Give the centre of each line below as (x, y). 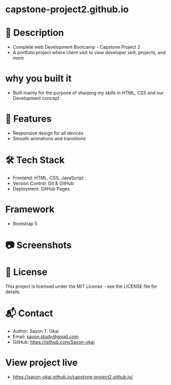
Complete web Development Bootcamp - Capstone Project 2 (76, 47)
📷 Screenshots (39, 245)
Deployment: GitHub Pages (41, 188)
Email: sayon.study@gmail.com (45, 336)
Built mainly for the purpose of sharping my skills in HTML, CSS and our (88, 93)
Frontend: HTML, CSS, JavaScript (48, 178)
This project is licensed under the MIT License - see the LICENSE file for (81, 286)
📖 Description (35, 33)
